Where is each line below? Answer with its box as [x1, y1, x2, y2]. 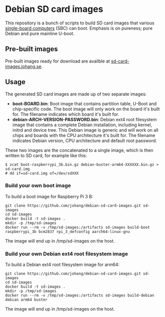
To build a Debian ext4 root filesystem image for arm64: [5, 262, 120, 268]
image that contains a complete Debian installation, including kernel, [12, 122, 153, 128]
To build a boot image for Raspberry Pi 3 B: [5, 193, 93, 199]
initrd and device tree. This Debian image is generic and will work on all [12, 127, 159, 133]
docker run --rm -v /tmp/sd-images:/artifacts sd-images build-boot [5, 225, 150, 230]
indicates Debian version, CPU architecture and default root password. [12, 138, 158, 144]
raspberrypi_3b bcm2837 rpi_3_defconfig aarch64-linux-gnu [5, 229, 130, 234]
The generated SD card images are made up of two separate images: [5, 91, 147, 97]
